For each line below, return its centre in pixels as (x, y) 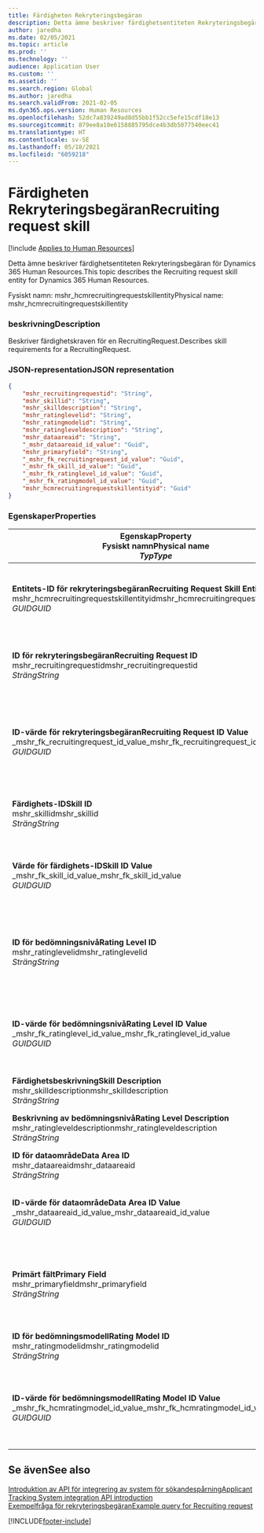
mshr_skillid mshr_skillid (55, 814)
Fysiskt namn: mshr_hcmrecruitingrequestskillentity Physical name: (116, 295)
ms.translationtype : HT (47, 132)
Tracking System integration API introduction (81, 1497)
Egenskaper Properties (52, 515)
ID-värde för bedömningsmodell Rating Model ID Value (116, 1398)
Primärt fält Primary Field (59, 1274)
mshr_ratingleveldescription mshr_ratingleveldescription (115, 1128)
